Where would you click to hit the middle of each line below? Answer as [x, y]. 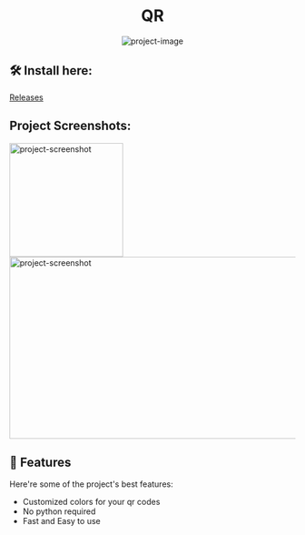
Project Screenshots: [70, 126]
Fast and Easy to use [62, 521]
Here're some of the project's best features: [92, 484]
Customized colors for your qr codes [91, 502]
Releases [26, 97]
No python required [59, 511]
